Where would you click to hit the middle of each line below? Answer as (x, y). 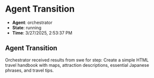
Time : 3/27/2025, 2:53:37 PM (42, 33)
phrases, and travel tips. (29, 70)
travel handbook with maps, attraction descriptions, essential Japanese (77, 65)
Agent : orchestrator (32, 22)
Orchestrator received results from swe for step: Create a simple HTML (77, 60)
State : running (27, 27)
